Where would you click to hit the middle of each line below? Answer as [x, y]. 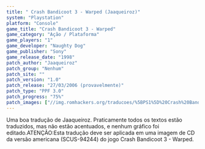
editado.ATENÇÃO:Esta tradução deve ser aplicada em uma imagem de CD [101, 133]
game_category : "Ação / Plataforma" [53, 35]
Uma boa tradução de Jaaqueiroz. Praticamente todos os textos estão [94, 120]
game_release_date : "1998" [41, 57]
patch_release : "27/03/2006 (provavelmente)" [65, 86]
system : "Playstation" [35, 18]
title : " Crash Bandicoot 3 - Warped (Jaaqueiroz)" [73, 12]
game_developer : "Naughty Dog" [46, 46]
